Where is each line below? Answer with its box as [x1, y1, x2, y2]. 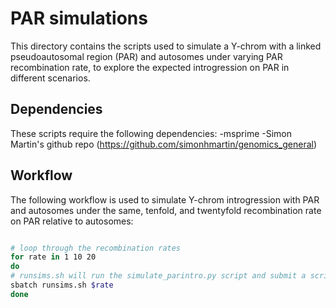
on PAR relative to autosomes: [10, 215, 134, 227]
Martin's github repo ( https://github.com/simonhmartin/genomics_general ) [10, 138, 318, 150]
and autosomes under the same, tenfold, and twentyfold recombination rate [10, 204, 322, 216]
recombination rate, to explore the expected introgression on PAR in [10, 61, 290, 73]
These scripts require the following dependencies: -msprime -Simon [10, 127, 292, 139]
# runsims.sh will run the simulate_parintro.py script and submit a [10, 271, 307, 281]
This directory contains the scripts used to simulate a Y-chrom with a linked [10, 40, 322, 52]
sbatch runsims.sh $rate [10, 280, 114, 291]
